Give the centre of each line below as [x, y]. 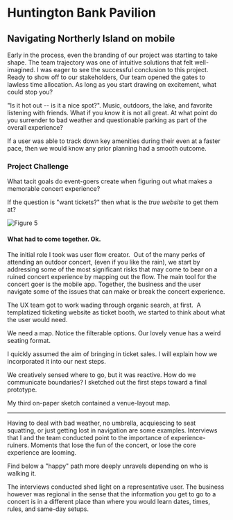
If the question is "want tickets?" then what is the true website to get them [113, 202]
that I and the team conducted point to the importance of [88, 437]
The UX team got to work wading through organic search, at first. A [104, 305]
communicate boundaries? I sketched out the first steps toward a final [107, 382]
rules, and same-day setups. [48, 509]
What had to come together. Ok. [54, 239]
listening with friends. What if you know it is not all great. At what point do [112, 113]
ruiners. [18, 445]
